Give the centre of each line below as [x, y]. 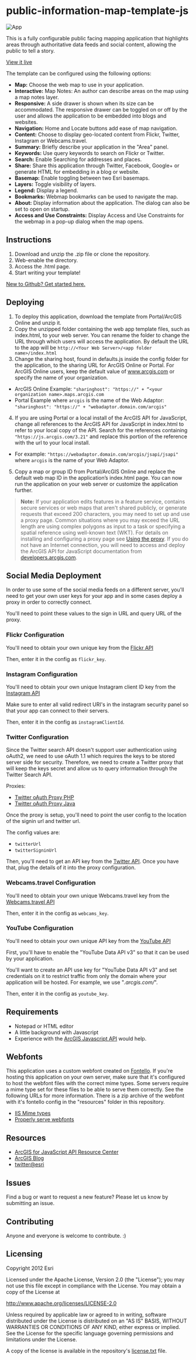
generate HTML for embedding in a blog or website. [77, 171]
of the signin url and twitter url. [43, 821]
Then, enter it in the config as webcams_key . [58, 913]
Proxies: [16, 786]
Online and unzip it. [38, 322]
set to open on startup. [42, 209]
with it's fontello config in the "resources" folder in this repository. [85, 1102]
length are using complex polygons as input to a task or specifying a [103, 526]
